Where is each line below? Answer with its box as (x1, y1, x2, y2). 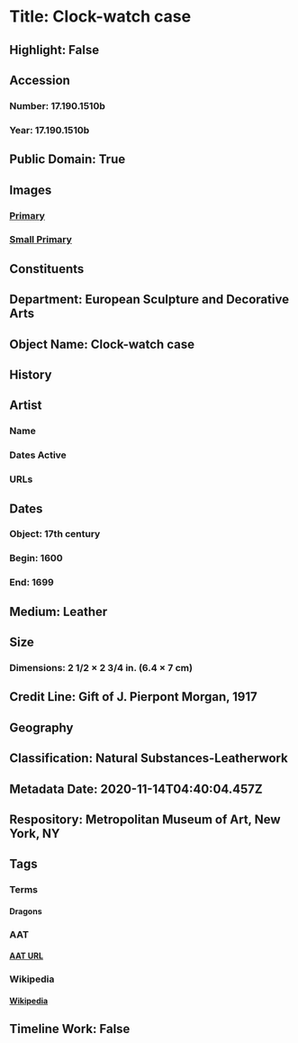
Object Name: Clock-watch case (9, 336, 195, 352)
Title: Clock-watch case (9, 6, 192, 27)
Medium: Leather (9, 603, 108, 619)
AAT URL (9, 950, 43, 961)
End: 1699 (9, 576, 54, 589)
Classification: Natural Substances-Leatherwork (9, 750, 288, 766)
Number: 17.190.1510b (9, 99, 105, 112)
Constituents (9, 261, 85, 277)
